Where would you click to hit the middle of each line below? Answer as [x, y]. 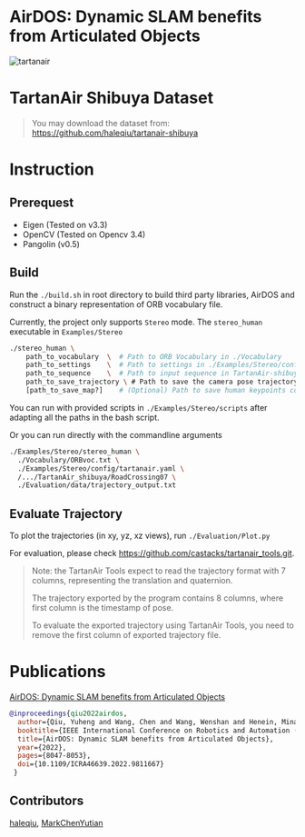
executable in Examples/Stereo [66, 331]
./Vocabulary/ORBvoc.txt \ [69, 460]
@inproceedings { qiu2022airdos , [69, 714]
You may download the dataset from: [101, 123]
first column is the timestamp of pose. [103, 608]
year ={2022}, [42, 747]
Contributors [47, 801]
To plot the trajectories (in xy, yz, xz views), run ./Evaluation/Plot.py [140, 536]
